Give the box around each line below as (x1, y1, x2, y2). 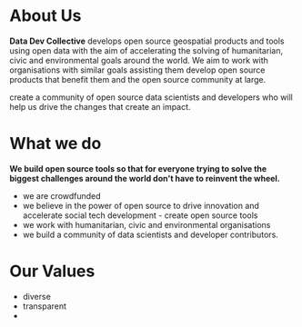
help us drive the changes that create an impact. (9, 101, 191, 112)
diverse (22, 291, 52, 302)
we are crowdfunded (22, 190, 102, 201)
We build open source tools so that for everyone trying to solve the (9, 163, 267, 173)
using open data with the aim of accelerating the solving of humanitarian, (9, 45, 284, 55)
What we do (9, 134, 102, 154)
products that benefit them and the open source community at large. (9, 74, 267, 84)
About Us (9, 5, 82, 26)
